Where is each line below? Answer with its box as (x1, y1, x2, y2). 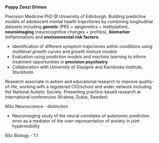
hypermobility (12, 123, 40, 129)
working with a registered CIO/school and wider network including (19, 84, 152, 89)
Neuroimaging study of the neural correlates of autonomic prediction (12, 113, 150, 118)
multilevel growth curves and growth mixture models (12, 48, 117, 54)
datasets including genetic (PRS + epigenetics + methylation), (5, 24, 129, 30)
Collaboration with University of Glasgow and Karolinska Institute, (12, 64, 143, 70)
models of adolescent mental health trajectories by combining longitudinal (5, 19, 153, 24)
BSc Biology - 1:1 (5, 133, 38, 138)
